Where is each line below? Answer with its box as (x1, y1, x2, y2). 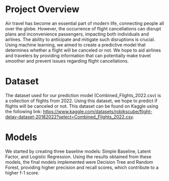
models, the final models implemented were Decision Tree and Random (5, 159, 153, 165)
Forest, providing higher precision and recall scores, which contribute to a (5, 164, 159, 170)
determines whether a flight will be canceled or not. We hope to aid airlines (5, 47, 161, 53)
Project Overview (5, 4, 80, 15)
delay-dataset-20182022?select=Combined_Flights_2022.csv (5, 114, 133, 120)
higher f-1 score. (5, 169, 39, 175)
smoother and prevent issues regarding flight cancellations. (5, 58, 129, 64)
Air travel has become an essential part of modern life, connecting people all (5, 20, 164, 26)
